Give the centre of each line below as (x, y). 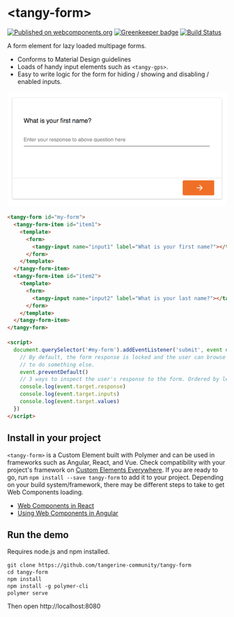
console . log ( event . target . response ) (73, 387)
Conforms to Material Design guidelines (74, 59)
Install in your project (54, 438)
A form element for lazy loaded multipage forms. (77, 45)
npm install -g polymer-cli (48, 586)
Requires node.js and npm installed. (58, 552)
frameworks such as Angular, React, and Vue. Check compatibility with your (116, 462)
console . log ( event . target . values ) (70, 402)
